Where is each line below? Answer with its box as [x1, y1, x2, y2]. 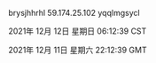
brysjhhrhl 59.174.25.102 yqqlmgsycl [8, 8, 140, 18]
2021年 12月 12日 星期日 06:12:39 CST [8, 26, 147, 36]
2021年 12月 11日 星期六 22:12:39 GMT [8, 44, 147, 55]
